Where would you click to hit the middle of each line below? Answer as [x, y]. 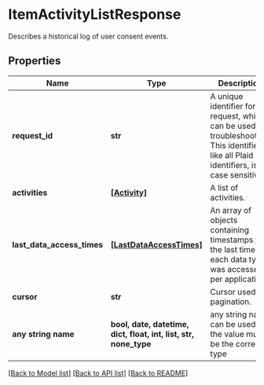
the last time [233, 249]
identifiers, [230, 165]
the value [227, 334]
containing [230, 229]
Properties [35, 61]
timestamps [232, 240]
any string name [43, 334]
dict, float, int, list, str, [152, 334]
